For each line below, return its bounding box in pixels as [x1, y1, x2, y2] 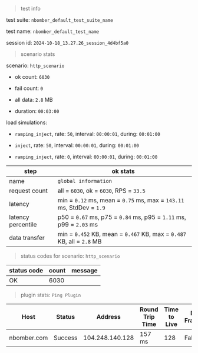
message [71, 267, 98, 274]
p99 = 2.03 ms [57, 221, 98, 228]
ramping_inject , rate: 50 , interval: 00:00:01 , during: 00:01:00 [14, 131, 160, 137]
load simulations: [6, 119, 47, 126]
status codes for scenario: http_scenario [20, 252, 120, 259]
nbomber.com [9, 334, 48, 342]
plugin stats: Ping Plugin [20, 291, 81, 298]
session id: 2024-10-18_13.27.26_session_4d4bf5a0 [6, 39, 128, 46]
